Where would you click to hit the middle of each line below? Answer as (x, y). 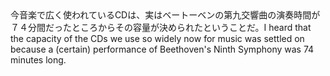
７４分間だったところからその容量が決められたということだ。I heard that (161, 27)
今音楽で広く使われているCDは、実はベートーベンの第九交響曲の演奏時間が (165, 15)
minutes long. (38, 60)
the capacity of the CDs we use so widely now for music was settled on (157, 38)
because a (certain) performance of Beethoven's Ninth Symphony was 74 (162, 49)
